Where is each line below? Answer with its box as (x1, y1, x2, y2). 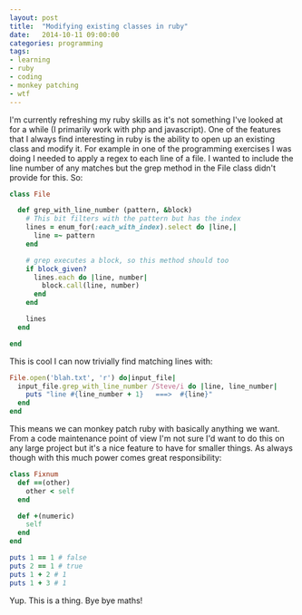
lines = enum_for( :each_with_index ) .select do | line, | (25, 223, 238, 232)
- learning (9, 55, 51, 64)
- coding (9, 73, 43, 82)
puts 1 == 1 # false (9, 553, 88, 562)
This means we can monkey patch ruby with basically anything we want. (9, 424, 280, 434)
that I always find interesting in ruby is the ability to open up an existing (9, 133, 275, 144)
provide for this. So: (9, 171, 83, 182)
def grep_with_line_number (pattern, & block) (17, 206, 193, 215)
